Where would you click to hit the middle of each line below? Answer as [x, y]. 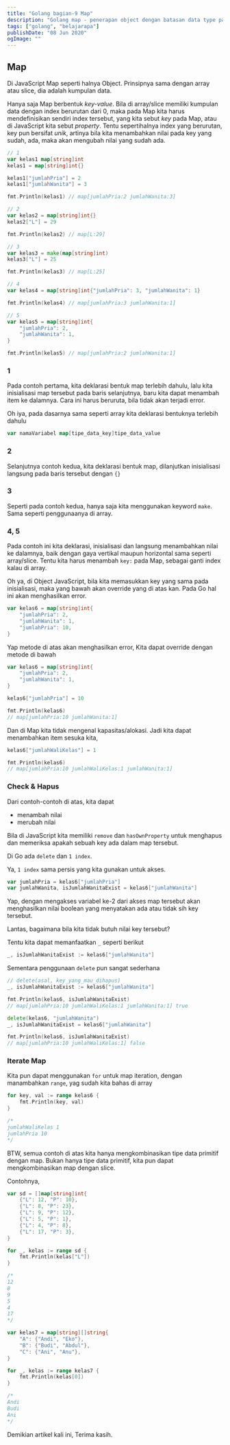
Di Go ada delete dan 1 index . [50, 856]
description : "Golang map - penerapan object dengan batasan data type [111, 20]
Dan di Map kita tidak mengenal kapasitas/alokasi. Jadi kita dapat [99, 730]
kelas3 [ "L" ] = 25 [32, 259]
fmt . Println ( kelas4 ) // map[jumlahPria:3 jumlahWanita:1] [91, 303]
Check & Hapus [33, 786]
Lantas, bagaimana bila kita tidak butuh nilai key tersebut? [89, 929]
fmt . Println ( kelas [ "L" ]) [55, 1257]
